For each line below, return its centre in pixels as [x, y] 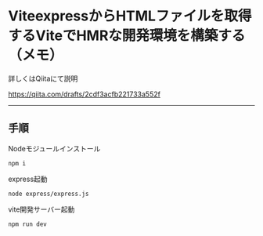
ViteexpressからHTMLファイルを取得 [130, 16]
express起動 [28, 179]
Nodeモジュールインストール [54, 148]
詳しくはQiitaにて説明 [43, 78]
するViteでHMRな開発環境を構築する [127, 36]
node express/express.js [49, 194]
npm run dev [27, 224]
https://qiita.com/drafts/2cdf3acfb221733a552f [84, 94]
